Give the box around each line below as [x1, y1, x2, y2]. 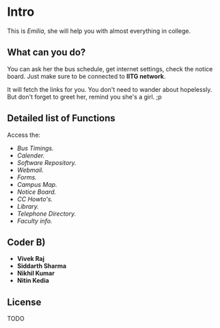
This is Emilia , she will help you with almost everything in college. [7, 27, 191, 35]
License [7, 296, 42, 308]
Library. [16, 202, 40, 210]
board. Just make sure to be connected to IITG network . [7, 72, 166, 80]
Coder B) [7, 236, 46, 248]
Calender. [16, 151, 45, 160]
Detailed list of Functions [7, 112, 115, 124]
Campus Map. [16, 180, 57, 188]
